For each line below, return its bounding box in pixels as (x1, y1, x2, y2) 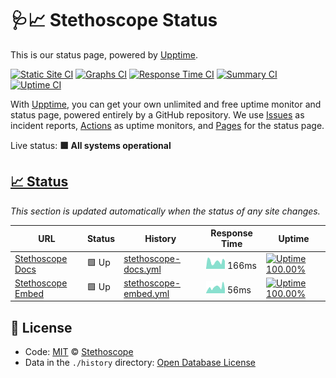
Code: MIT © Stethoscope (24, 346, 134, 358)
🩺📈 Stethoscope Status (10, 9, 218, 32)
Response (210, 227, 253, 239)
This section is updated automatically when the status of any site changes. (10, 205, 321, 217)
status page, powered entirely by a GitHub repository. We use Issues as (10, 108, 305, 121)
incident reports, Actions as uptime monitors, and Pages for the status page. (10, 119, 325, 131)
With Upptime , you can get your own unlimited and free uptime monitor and (10, 98, 322, 110)
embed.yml (123, 287, 170, 299)
